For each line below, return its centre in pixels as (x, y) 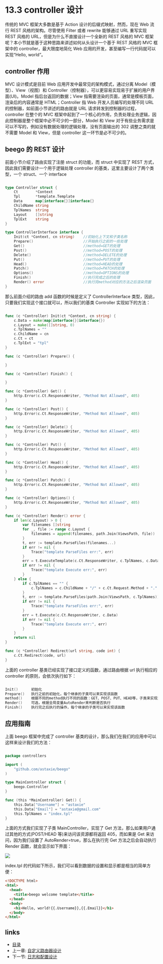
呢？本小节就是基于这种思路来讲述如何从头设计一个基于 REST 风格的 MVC (79, 42)
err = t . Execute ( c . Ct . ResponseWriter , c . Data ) (70, 615)
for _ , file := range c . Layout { (56, 530)
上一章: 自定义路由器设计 (37, 951)
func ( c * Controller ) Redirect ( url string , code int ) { (63, 651)
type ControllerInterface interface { (44, 233)
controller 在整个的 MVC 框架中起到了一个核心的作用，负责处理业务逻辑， (79, 114)
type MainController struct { (36, 782)
